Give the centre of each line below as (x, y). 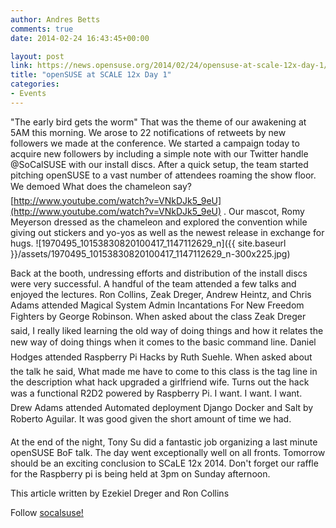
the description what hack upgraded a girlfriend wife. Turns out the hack (160, 382)
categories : (35, 84)
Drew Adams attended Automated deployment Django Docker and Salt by (162, 407)
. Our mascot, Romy (264, 211)
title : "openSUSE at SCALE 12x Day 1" (91, 75)
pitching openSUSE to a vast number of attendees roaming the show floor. (163, 175)
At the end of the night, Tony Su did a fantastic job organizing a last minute (164, 442)
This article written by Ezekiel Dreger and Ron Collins (120, 493)
